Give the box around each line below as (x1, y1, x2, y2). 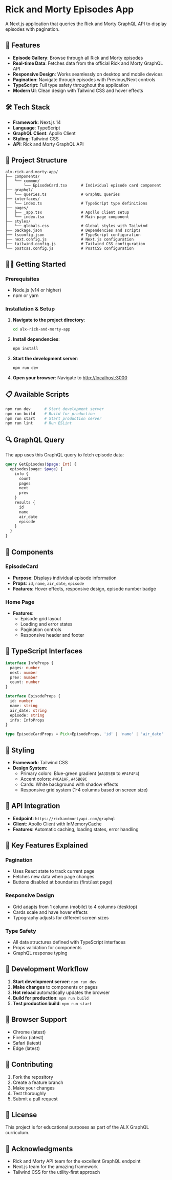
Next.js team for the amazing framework (12, 1164, 98, 1170)
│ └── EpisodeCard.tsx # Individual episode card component (5, 183, 161, 188)
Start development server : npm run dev (12, 978, 97, 985)
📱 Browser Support (5, 1015, 67, 1024)
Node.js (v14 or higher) (12, 287, 61, 293)
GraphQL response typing (12, 950, 68, 956)
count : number (10, 679, 40, 685)
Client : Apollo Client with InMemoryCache (12, 821, 102, 827)
